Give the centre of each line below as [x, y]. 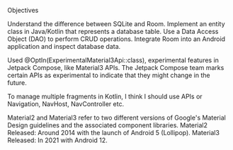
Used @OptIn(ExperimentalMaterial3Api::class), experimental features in [113, 60]
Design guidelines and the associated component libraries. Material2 [107, 125]
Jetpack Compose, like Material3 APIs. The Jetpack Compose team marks [116, 68]
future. [17, 83]
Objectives [23, 10]
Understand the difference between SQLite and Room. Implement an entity [116, 24]
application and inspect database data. [64, 46]
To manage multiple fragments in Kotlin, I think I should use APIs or [105, 96]
